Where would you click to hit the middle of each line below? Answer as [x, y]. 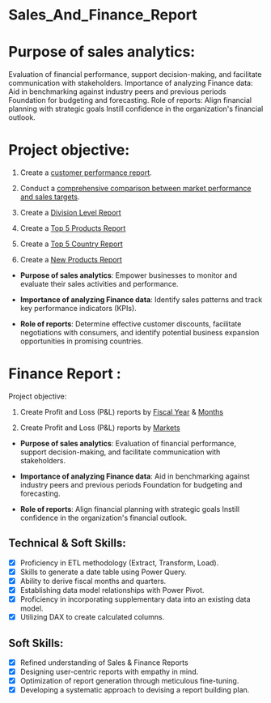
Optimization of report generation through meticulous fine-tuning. [129, 681]
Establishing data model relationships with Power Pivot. [112, 590]
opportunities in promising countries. [81, 341]
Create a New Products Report [71, 260]
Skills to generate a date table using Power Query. [104, 572]
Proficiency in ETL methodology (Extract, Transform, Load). [119, 562]
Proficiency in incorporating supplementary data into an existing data [135, 599]
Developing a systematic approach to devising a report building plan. [135, 690]
